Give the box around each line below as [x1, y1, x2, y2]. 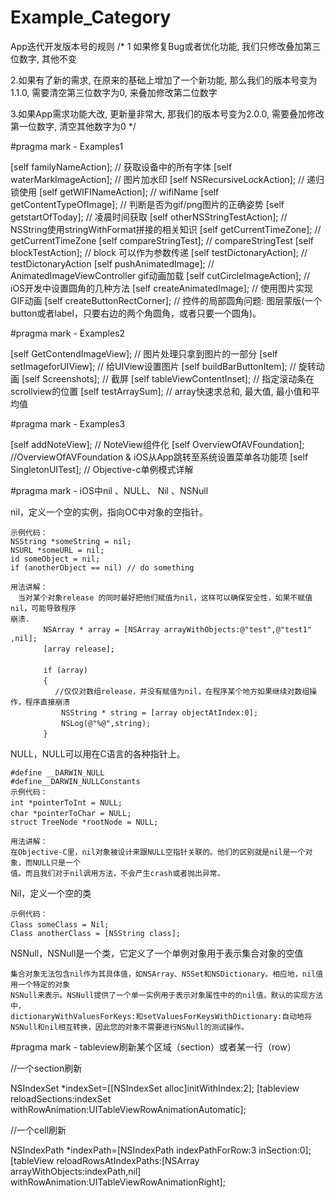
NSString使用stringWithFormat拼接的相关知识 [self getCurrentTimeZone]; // [10, 223, 322, 235]
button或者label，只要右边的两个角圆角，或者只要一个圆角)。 [10, 307, 262, 319]
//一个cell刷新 [10, 1124, 67, 1136]
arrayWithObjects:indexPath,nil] [10, 1165, 142, 1177]
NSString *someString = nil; [10, 536, 132, 546]
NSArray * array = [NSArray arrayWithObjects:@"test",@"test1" [43, 624, 312, 635]
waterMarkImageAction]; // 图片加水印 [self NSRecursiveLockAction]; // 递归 [10, 173, 325, 185]
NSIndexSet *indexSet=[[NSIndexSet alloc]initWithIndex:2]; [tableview [10, 1082, 300, 1094]
